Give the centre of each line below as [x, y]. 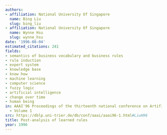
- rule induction [23, 60]
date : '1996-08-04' [25, 42]
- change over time [25, 97]
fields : [13, 51]
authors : [14, 10]
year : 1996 [16, 125]
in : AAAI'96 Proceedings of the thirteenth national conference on [77, 106]
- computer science [25, 83]
